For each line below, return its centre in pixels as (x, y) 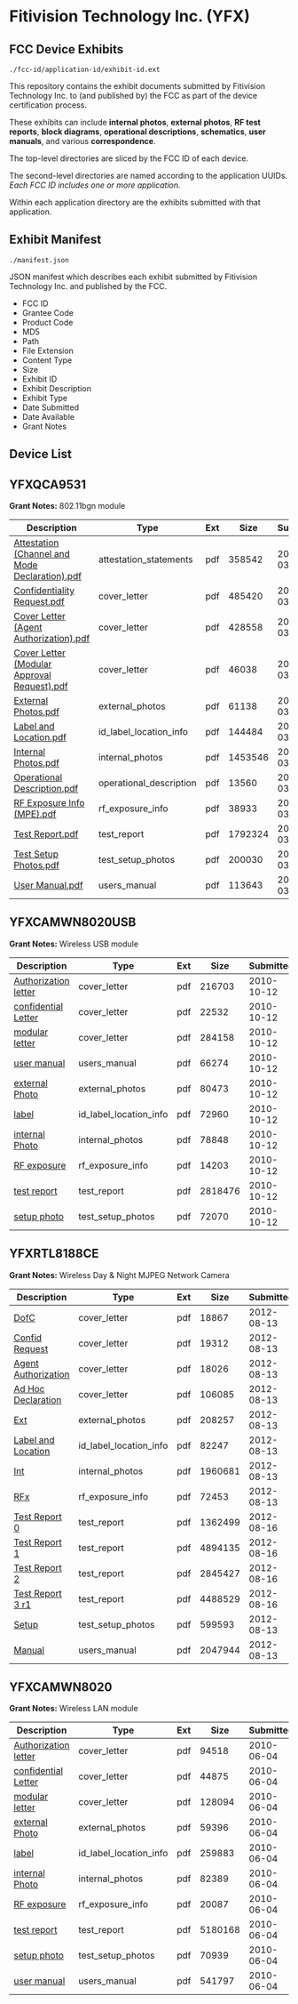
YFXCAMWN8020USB (73, 922)
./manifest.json (39, 260)
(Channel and (42, 554)
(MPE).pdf (35, 814)
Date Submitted (51, 407)
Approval (32, 675)
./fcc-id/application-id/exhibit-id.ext (85, 69)
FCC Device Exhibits (67, 49)
